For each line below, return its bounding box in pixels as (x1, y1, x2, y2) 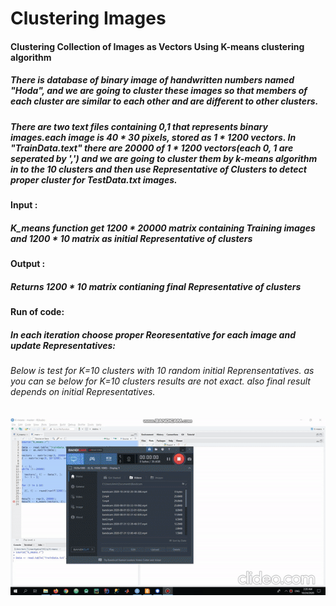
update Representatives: (10, 339, 117, 351)
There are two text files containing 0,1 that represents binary (10, 120, 268, 132)
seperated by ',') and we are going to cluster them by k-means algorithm (10, 152, 318, 164)
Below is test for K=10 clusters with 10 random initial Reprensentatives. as (10, 365, 315, 377)
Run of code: (10, 306, 65, 318)
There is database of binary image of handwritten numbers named (10, 74, 295, 86)
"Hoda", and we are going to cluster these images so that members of (10, 85, 308, 97)
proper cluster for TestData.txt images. (10, 173, 178, 186)
